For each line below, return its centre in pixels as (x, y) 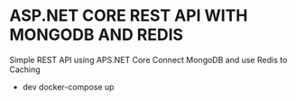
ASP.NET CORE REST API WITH (129, 16)
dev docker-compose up (68, 87)
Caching (25, 69)
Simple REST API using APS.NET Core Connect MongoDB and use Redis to (148, 60)
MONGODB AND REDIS (96, 35)
